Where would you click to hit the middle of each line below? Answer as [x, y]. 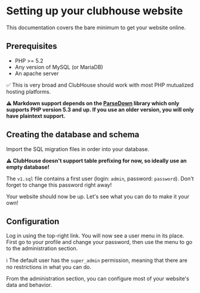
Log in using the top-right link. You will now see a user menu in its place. [95, 236]
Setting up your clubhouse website [95, 11]
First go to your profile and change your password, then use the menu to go [99, 242]
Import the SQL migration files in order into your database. [78, 149]
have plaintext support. [36, 116]
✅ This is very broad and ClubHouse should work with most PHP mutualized [100, 85]
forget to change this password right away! [59, 185]
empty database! [28, 167]
